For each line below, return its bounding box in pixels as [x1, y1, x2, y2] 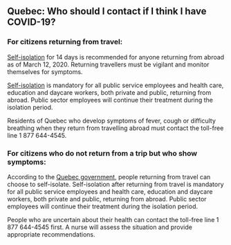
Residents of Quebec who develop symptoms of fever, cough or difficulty [7, 116, 216, 125]
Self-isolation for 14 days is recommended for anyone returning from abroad [7, 53, 225, 61]
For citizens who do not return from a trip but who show [7, 148, 198, 158]
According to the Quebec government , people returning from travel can [7, 172, 211, 181]
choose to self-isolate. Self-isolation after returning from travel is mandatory [7, 180, 224, 188]
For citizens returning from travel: [7, 37, 123, 47]
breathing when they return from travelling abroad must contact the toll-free [7, 124, 224, 132]
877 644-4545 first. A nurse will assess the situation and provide [7, 223, 192, 231]
